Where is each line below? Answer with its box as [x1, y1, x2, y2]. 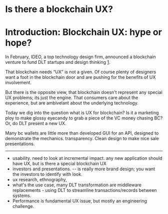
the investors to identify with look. [12, 171, 82, 177]
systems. [12, 192, 31, 199]
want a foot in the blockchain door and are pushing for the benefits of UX [5, 74, 156, 80]
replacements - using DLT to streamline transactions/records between [12, 187, 157, 193]
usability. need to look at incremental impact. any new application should [12, 155, 162, 161]
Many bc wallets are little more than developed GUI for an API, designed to [5, 130, 159, 136]
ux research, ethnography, [12, 177, 67, 183]
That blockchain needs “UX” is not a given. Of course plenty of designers [5, 69, 156, 75]
